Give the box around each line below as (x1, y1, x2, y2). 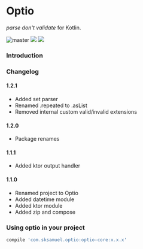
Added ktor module (14, 202, 63, 209)
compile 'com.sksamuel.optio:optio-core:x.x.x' (6, 236, 127, 243)
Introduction (6, 51, 43, 59)
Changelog (6, 67, 39, 75)
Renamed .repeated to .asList (14, 102, 88, 109)
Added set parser (14, 95, 59, 102)
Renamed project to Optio (14, 189, 79, 196)
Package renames (14, 135, 60, 142)
